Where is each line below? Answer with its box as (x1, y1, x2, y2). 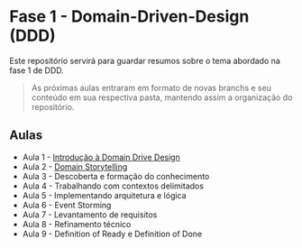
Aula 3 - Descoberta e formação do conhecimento (22, 170, 210, 181)
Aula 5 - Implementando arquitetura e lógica (22, 189, 187, 200)
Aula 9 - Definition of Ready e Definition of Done (22, 228, 203, 239)
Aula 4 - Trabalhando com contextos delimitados (22, 180, 205, 191)
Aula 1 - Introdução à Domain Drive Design (22, 152, 180, 162)
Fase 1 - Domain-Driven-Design (9, 6, 250, 27)
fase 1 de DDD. (9, 65, 65, 76)
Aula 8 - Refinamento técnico (22, 218, 132, 229)
